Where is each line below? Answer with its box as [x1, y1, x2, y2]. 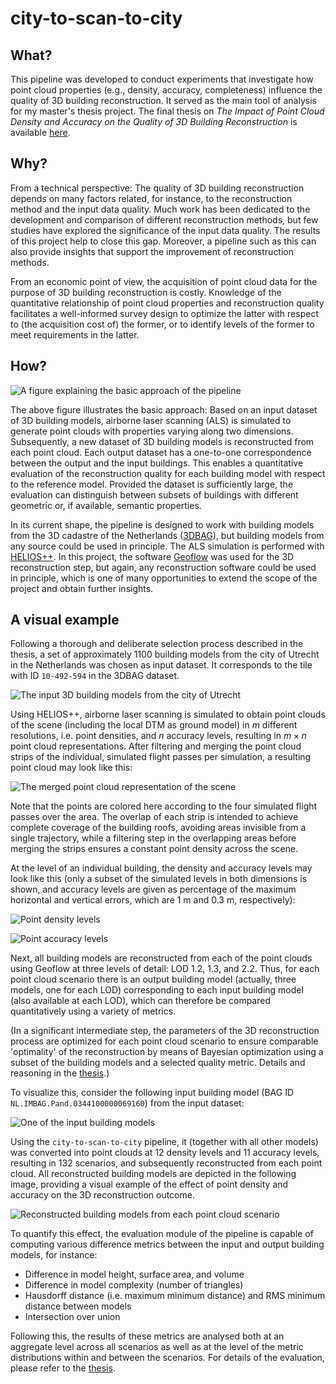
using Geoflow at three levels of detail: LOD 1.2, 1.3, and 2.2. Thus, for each [10, 963, 320, 975]
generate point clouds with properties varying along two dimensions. [10, 425, 294, 437]
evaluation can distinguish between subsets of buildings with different [10, 488, 299, 501]
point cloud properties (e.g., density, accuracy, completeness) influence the [10, 84, 323, 96]
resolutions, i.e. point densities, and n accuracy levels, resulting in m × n [10, 730, 307, 742]
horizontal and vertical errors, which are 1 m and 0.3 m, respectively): [10, 894, 296, 906]
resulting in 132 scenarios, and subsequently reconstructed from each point [10, 1157, 323, 1169]
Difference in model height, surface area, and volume [24, 1268, 245, 1281]
